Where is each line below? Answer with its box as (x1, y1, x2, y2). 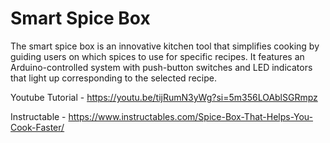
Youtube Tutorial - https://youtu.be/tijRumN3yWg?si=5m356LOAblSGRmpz (10, 91, 318, 103)
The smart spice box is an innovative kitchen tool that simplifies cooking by (10, 40, 320, 52)
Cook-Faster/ (10, 121, 65, 133)
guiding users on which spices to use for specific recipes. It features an (10, 50, 305, 62)
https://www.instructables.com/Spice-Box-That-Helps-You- (68, 110, 314, 122)
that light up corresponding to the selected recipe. (10, 72, 217, 84)
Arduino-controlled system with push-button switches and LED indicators (10, 61, 313, 73)
